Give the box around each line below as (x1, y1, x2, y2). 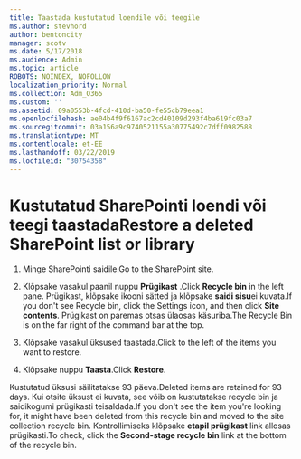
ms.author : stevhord (9, 22, 88, 31)
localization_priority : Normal (9, 81, 127, 90)
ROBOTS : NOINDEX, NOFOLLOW (9, 72, 111, 81)
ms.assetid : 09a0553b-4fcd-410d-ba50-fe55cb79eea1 (9, 106, 204, 115)
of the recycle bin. (9, 440, 77, 451)
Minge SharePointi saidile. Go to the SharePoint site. (22, 263, 214, 274)
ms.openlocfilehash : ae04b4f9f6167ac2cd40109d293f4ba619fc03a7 (9, 114, 253, 123)
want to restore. (22, 347, 82, 358)
